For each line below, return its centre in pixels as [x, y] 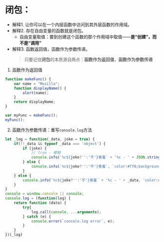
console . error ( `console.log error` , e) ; [73, 221]
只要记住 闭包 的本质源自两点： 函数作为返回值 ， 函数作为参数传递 [88, 59]
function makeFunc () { [28, 79]
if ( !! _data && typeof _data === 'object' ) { [60, 144]
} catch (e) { [37, 217]
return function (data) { [40, 203]
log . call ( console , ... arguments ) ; [66, 212]
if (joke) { [35, 148]
